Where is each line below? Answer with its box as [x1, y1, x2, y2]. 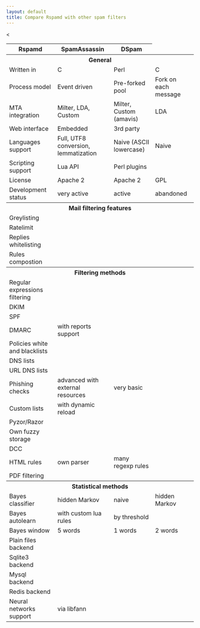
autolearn [9, 516, 36, 525]
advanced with [57, 375, 99, 384]
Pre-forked [114, 79, 146, 87]
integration [9, 111, 40, 119]
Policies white [9, 339, 48, 347]
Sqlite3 [9, 553, 29, 561]
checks [9, 387, 30, 395]
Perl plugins [114, 162, 147, 171]
